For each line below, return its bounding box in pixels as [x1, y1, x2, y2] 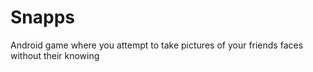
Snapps [10, 6, 76, 29]
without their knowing [10, 49, 100, 61]
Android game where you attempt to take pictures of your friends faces [10, 39, 304, 51]
